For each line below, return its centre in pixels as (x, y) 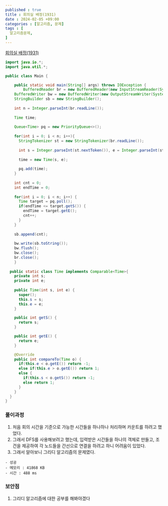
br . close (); (26, 257)
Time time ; (25, 118)
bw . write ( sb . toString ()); (41, 244)
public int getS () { (35, 318)
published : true (23, 10)
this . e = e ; (31, 304)
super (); (27, 295)
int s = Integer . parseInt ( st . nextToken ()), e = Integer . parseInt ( (89, 150)
